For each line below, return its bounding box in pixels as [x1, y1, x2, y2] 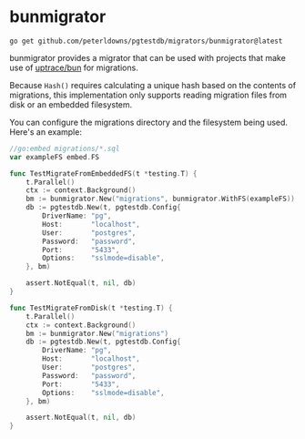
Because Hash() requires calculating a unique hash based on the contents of [9, 79, 297, 90]
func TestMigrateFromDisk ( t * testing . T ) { [9, 303, 173, 312]
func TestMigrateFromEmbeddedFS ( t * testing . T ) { [9, 168, 198, 179]
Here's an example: [9, 126, 82, 138]
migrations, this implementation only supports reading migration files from [9, 89, 288, 100]
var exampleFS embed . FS [9, 152, 100, 161]
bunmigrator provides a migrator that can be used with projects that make [9, 52, 287, 63]
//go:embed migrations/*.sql [9, 144, 120, 153]
